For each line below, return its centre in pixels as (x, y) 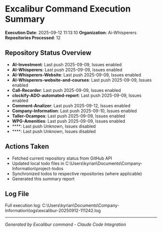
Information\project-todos (38, 168)
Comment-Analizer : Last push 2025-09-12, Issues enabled (71, 105)
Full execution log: (23, 205)
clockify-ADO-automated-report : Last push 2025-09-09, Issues (77, 95)
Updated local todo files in (38, 163)
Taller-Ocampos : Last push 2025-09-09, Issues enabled (68, 116)
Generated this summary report (43, 179)
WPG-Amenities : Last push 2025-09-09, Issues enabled (68, 121)
